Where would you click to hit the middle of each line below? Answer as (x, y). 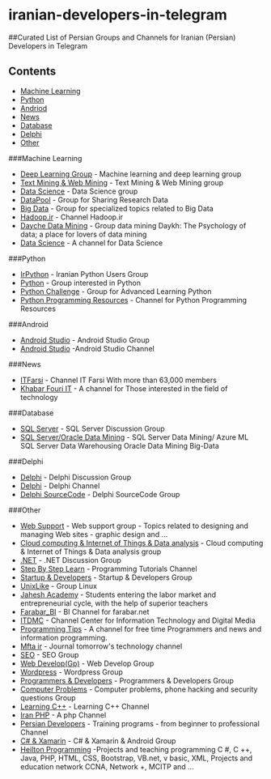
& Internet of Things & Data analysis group (91, 551)
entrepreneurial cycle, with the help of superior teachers (114, 603)
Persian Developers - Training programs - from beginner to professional (140, 723)
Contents (32, 72)
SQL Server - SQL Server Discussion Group (93, 428)
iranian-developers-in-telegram (118, 15)
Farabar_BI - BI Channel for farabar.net (85, 611)
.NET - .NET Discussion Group (70, 560)
